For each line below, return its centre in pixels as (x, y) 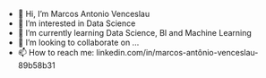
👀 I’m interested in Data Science (77, 23)
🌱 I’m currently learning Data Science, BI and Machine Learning (135, 33)
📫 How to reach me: (56, 52)
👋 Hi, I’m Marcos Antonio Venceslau (84, 14)
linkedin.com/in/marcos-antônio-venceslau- (177, 52)
